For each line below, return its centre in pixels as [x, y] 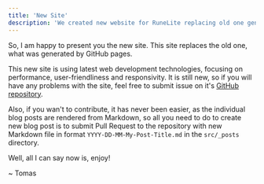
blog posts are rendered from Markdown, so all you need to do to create [125, 117]
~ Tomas [22, 173]
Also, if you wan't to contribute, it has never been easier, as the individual [127, 109]
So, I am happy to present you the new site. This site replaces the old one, [128, 45]
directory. [24, 142]
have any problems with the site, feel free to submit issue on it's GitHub [124, 85]
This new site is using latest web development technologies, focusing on [126, 68]
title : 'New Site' [38, 15]
